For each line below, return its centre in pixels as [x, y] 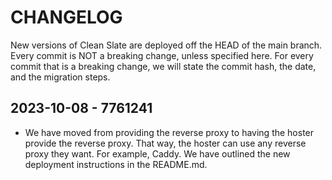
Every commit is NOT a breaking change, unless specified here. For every [162, 55]
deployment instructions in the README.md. [116, 164]
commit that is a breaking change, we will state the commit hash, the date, [163, 66]
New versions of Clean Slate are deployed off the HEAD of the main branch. [166, 45]
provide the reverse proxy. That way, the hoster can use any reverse [165, 143]
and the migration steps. [60, 77]
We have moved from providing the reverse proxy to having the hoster [169, 132]
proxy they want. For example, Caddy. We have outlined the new [157, 153]
